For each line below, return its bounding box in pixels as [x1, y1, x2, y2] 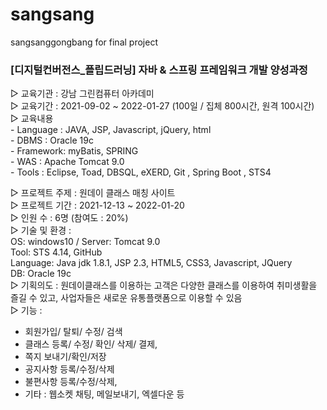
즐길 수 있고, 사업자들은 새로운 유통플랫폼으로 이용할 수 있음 [10, 292, 243, 304]
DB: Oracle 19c [10, 268, 72, 280]
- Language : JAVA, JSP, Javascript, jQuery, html [10, 124, 212, 136]
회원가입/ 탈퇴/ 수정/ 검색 [24, 326, 123, 338]
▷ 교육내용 [10, 113, 54, 125]
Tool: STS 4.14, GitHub [10, 246, 103, 258]
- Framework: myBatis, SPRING [10, 145, 139, 157]
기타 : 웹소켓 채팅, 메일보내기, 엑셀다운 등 [24, 388, 185, 400]
